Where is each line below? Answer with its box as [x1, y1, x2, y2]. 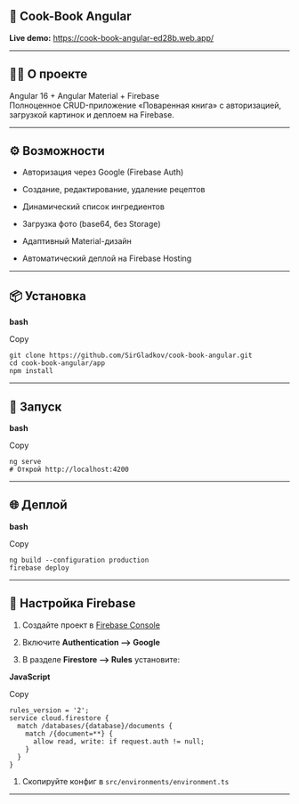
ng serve [9, 458, 42, 467]
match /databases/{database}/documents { [17, 721, 174, 730]
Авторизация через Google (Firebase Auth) [21, 166, 184, 178]
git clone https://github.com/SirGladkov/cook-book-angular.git [9, 351, 253, 361]
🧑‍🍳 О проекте [9, 67, 88, 82]
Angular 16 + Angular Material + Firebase [9, 90, 160, 101]
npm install [9, 367, 53, 376]
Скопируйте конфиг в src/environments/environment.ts [21, 776, 230, 786]
